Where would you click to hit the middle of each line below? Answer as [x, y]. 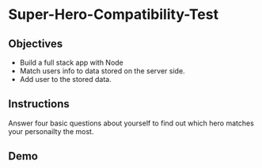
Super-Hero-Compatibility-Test [114, 15]
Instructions [39, 104]
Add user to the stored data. [66, 79]
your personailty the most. [51, 131]
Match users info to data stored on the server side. [102, 71]
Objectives [36, 44]
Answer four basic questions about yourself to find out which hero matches [131, 123]
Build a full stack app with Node [72, 62]
